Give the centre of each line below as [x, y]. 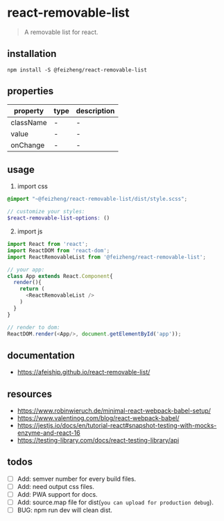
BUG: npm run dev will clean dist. [65, 510]
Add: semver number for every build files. [77, 479]
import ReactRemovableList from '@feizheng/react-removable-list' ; [107, 257]
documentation [41, 355]
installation [32, 54]
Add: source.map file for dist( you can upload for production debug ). [115, 502]
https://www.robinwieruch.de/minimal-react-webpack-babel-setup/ [114, 411]
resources [29, 394]
